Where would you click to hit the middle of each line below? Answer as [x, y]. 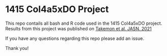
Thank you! [17, 48]
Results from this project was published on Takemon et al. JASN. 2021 [78, 28]
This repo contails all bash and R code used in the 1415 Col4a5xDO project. [84, 23]
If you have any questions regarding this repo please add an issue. [75, 38]
